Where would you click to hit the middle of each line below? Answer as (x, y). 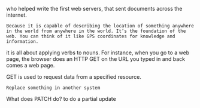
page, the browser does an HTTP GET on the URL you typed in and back (96, 59)
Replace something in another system (53, 88)
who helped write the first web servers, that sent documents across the (94, 9)
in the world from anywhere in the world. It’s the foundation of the (96, 31)
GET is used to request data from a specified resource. (74, 77)
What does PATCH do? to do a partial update (61, 99)
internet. (16, 15)
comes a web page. (31, 65)
